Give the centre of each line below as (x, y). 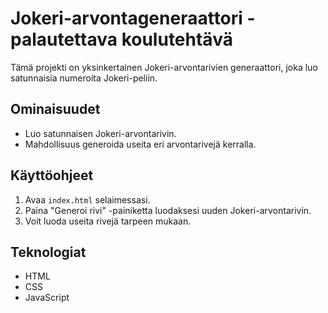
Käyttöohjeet (52, 175)
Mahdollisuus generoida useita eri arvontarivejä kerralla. (140, 144)
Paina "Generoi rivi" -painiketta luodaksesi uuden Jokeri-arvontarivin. (168, 210)
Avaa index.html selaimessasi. (87, 199)
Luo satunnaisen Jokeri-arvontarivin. (100, 133)
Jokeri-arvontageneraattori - (133, 18)
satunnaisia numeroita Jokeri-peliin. (84, 78)
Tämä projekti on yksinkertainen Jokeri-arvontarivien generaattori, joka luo (164, 67)
